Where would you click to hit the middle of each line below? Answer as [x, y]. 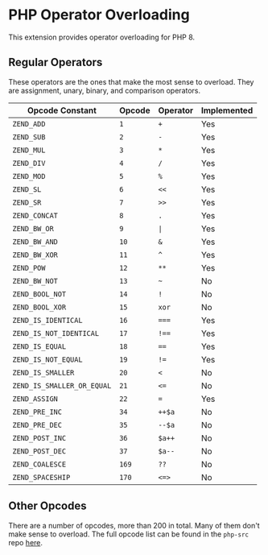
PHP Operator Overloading [99, 15]
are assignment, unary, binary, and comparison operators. [105, 90]
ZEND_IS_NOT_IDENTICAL [56, 333]
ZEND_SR [27, 202]
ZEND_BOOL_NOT [39, 294]
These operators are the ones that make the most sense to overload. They [131, 81]
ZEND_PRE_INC [37, 412]
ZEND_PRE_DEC [37, 425]
